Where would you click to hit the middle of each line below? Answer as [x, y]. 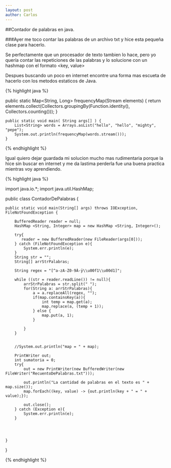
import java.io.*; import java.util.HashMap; [50, 189]
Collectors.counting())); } [31, 111]
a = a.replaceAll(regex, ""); [65, 293]
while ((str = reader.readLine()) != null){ [63, 279]
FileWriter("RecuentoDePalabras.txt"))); [50, 373]
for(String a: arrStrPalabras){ [58, 288]
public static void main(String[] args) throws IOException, [72, 208]
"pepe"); [15, 130]
